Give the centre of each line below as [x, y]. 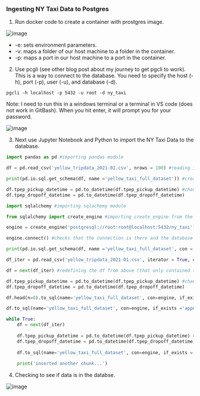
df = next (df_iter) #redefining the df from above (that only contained [98, 271]
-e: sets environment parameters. [56, 45]
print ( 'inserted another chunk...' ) [62, 364]
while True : [21, 319]
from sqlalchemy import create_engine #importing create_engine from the [100, 217]
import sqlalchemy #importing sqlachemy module [66, 206]
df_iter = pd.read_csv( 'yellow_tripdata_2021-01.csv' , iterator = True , [98, 260]
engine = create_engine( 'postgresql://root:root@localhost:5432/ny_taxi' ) [101, 228]
